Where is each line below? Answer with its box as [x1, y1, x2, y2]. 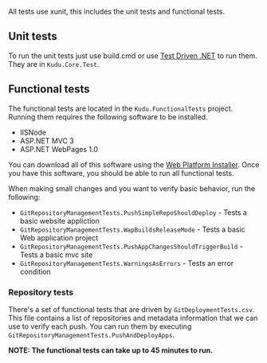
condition [19, 267, 52, 276]
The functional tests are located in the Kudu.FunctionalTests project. [8, 103, 234, 113]
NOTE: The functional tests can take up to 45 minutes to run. [8, 345, 214, 355]
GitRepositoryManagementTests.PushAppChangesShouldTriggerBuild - [19, 241, 243, 251]
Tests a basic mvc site [19, 250, 93, 260]
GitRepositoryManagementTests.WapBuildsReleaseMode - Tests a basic [19, 224, 245, 234]
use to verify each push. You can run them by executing [8, 322, 192, 331]
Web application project [19, 232, 99, 242]
